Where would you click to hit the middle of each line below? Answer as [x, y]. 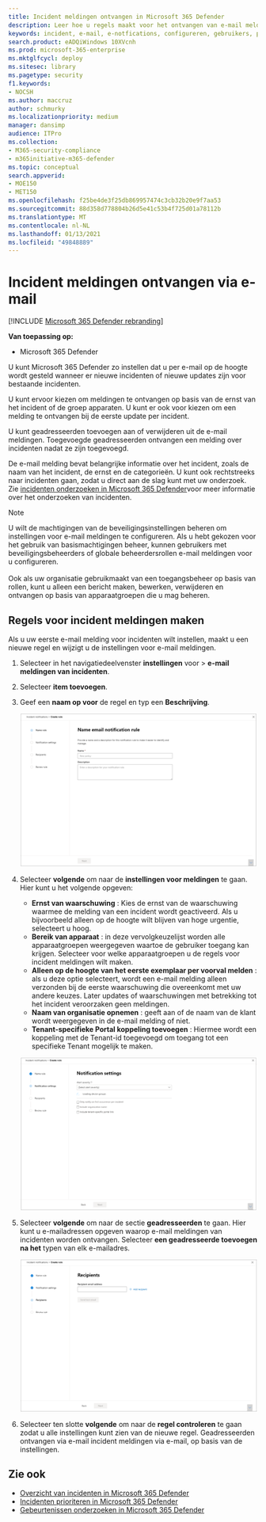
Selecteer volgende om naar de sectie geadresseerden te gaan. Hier [133, 1223]
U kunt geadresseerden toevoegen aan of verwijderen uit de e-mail [118, 432]
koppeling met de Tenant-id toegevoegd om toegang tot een [130, 1038]
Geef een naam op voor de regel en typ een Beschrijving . [114, 702]
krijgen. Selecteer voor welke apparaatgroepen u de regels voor [135, 953]
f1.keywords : [30, 83]
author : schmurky [37, 108]
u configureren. [34, 561]
